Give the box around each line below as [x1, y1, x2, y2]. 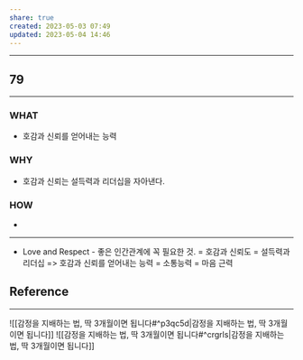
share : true [9, 13, 54, 23]
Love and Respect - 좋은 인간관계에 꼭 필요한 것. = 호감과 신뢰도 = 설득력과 [22, 246, 290, 257]
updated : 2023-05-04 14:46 [9, 30, 111, 39]
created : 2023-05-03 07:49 [9, 22, 111, 31]
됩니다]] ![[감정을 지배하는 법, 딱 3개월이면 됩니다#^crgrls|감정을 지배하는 [25, 328, 285, 339]
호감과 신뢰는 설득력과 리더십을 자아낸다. [22, 175, 165, 186]
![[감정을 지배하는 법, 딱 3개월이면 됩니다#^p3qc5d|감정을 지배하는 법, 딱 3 [9, 318, 273, 328]
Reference [9, 284, 69, 300]
